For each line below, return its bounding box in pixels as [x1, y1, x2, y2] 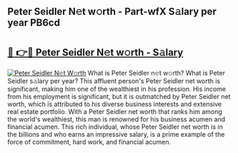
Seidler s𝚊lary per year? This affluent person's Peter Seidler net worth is [7, 77, 220, 85]
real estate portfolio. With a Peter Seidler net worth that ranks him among [7, 107, 223, 116]
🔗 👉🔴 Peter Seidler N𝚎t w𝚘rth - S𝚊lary [7, 46, 184, 58]
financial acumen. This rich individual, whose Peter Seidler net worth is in [7, 122, 223, 131]
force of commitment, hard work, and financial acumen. [7, 138, 172, 146]
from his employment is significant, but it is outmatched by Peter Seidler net [7, 93, 231, 100]
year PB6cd [7, 17, 61, 29]
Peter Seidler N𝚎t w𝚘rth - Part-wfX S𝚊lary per [7, 6, 217, 18]
